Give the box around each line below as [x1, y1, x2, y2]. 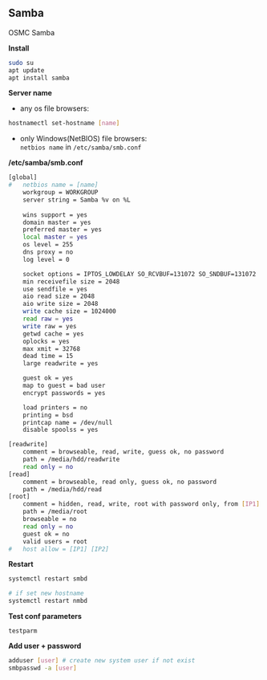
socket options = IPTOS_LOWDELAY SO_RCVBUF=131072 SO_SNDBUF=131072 [22, 270, 257, 278]
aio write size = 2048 [22, 300, 99, 308]
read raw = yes [22, 315, 74, 324]
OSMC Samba [8, 27, 55, 37]
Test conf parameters [8, 612, 83, 621]
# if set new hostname [8, 589, 84, 597]
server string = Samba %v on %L [22, 196, 131, 204]
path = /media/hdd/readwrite [22, 455, 120, 464]
